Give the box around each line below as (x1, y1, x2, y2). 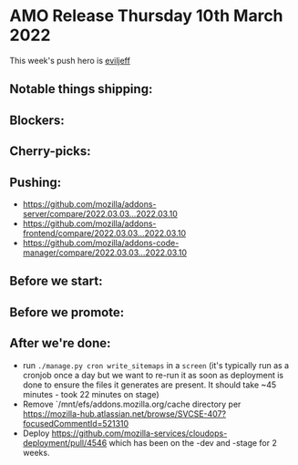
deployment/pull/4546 (22, 437, 108, 448)
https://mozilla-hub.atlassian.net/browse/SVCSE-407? (22, 408, 226, 419)
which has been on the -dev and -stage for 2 (108, 437, 278, 448)
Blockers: (9, 112, 66, 128)
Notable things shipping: (9, 81, 153, 97)
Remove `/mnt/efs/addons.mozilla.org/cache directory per (22, 398, 241, 409)
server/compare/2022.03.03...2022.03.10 (22, 208, 178, 219)
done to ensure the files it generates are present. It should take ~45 (22, 379, 277, 390)
